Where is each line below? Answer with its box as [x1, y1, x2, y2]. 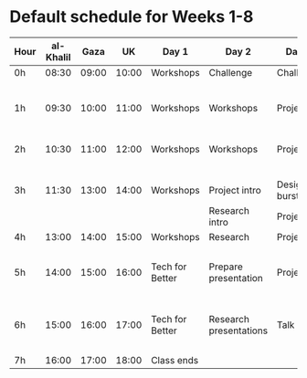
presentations [208, 324, 268, 337]
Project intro [208, 184, 262, 196]
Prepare [208, 260, 244, 273]
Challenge [208, 66, 253, 79]
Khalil [45, 50, 71, 63]
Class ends [150, 353, 199, 366]
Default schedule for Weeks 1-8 [9, 6, 254, 27]
